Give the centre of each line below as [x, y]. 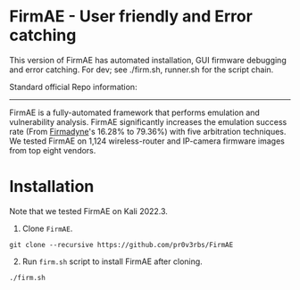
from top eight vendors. [53, 150]
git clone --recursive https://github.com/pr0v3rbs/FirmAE [121, 244]
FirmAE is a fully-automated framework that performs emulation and [135, 112]
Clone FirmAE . [47, 228]
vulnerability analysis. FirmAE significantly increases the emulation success [148, 121]
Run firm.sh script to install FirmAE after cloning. [112, 261]
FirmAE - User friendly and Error [131, 17]
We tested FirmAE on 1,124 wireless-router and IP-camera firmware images [147, 141]
